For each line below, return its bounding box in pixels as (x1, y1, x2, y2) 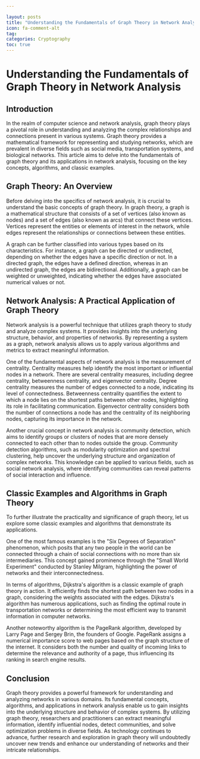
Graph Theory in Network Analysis (6, 80, 182, 94)
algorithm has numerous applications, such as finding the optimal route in (6, 600, 186, 607)
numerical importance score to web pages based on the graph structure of (6, 637, 190, 644)
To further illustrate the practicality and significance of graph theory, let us (6, 514, 189, 521)
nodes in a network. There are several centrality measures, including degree (6, 371, 193, 378)
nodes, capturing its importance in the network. (6, 415, 123, 422)
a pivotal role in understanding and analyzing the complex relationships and (6, 126, 192, 133)
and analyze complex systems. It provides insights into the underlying (6, 327, 177, 334)
